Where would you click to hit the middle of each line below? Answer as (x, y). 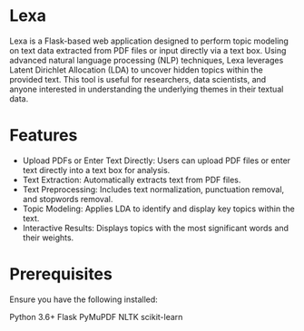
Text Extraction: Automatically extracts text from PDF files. (132, 180)
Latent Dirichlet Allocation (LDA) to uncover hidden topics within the (136, 70)
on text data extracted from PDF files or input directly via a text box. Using (148, 50)
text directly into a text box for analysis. (96, 170)
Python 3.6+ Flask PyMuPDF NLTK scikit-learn (96, 316)
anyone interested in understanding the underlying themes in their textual (147, 89)
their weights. (48, 238)
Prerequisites (61, 274)
